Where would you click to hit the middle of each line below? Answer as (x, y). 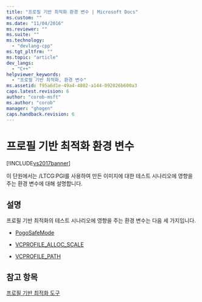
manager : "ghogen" (30, 108)
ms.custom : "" (24, 18)
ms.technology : (26, 40)
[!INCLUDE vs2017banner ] (39, 164)
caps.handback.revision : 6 (40, 114)
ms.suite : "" (23, 35)
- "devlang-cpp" (32, 46)
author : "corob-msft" (34, 97)
